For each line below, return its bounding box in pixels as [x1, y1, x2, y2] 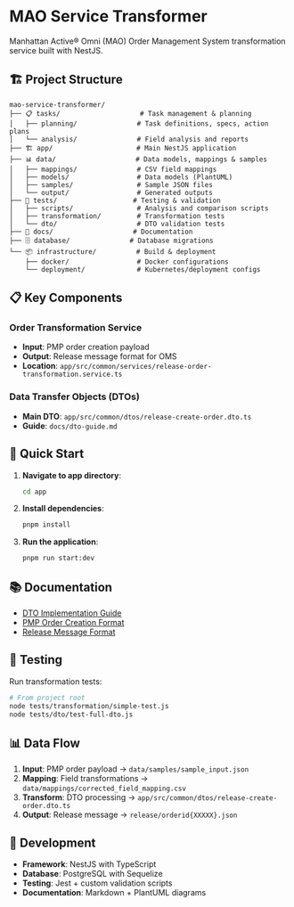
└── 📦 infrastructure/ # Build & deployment [9, 247, 216, 256]
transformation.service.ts [21, 370, 123, 380]
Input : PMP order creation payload [21, 341, 150, 353]
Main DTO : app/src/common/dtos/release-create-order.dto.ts [21, 411, 252, 421]
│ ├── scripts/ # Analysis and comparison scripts [9, 203, 269, 213]
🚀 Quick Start [9, 446, 85, 462]
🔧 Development [9, 835, 96, 850]
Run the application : [21, 536, 99, 547]
